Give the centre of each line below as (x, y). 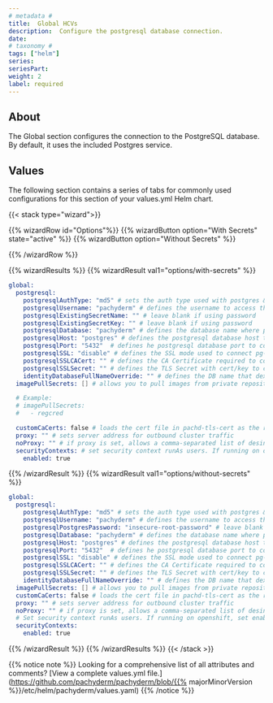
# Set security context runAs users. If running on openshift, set (132, 618)
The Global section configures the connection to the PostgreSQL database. (134, 137)
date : (17, 39)
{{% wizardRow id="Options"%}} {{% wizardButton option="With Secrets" (133, 230)
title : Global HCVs (43, 24)
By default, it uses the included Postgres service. (91, 145)
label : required (36, 84)
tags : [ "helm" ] (34, 54)
